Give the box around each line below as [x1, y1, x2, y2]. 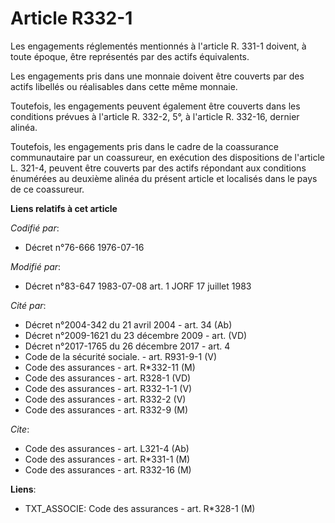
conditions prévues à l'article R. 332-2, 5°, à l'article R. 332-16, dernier [10, 110, 300, 122]
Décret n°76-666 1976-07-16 [24, 241, 145, 253]
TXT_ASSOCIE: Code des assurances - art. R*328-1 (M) [24, 502, 256, 514]
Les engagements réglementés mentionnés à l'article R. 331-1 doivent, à [10, 40, 307, 52]
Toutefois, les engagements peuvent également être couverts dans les [10, 100, 301, 112]
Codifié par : [10, 222, 60, 234]
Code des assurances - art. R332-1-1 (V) [24, 382, 193, 394]
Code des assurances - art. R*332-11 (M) [24, 361, 196, 373]
